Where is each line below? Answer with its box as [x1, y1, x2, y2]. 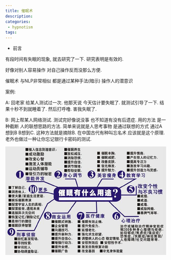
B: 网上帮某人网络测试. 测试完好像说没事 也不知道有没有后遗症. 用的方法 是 [5, 117, 162, 123]
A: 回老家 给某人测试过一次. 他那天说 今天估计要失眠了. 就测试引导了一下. [5, 100, 159, 106]
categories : [5, 19, 31, 24]
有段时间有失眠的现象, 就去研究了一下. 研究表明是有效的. [5, 56, 124, 62]
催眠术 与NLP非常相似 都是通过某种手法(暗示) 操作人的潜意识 [5, 78, 133, 84]
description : [5, 13, 33, 19]
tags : [5, 30, 17, 35]
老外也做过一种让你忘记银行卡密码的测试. [5, 136, 92, 142]
